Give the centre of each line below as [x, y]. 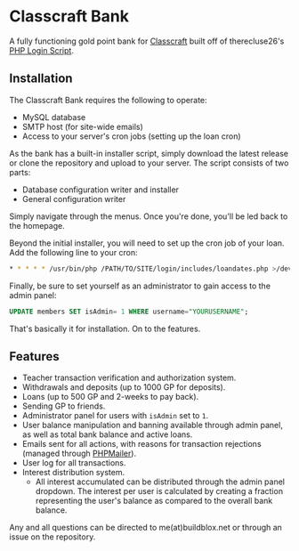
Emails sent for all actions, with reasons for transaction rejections [141, 444]
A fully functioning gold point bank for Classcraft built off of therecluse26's [147, 41]
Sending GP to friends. [64, 406]
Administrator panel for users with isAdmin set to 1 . [115, 416]
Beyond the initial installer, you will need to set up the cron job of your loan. [147, 243]
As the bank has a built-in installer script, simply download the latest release [149, 153]
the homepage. [37, 225]
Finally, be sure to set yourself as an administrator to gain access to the [140, 286]
